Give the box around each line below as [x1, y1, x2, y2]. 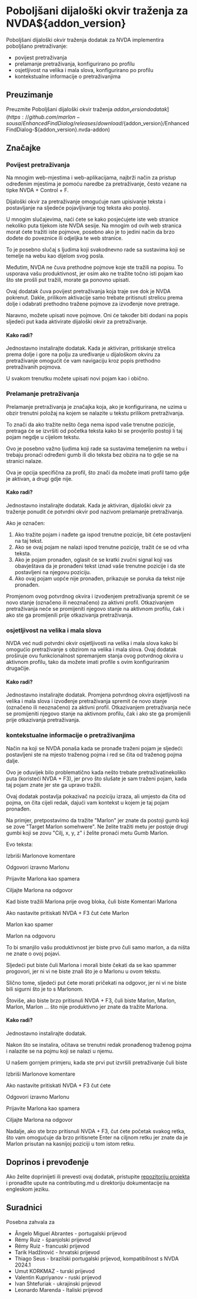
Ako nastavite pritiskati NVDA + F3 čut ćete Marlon [6, 909, 129, 916]
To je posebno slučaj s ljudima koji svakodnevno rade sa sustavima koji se [6, 246, 185, 253]
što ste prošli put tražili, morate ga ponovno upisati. [6, 276, 131, 284]
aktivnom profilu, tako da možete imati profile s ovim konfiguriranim [6, 659, 169, 666]
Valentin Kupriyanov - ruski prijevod [14, 1274, 102, 1281]
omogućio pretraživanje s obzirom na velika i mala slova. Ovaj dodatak [6, 646, 177, 653]
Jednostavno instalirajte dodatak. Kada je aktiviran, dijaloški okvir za [6, 502, 172, 509]
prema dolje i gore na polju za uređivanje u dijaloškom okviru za [6, 351, 161, 358]
